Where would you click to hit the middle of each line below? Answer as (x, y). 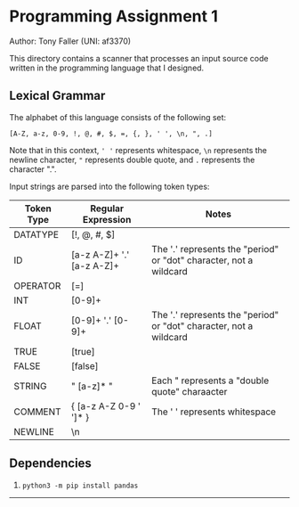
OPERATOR (37, 285)
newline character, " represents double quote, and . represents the (132, 159)
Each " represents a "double (210, 380)
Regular (107, 209)
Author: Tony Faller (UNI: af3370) (70, 41)
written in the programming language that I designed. (107, 68)
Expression (107, 219)
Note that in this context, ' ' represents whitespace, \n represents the (138, 150)
